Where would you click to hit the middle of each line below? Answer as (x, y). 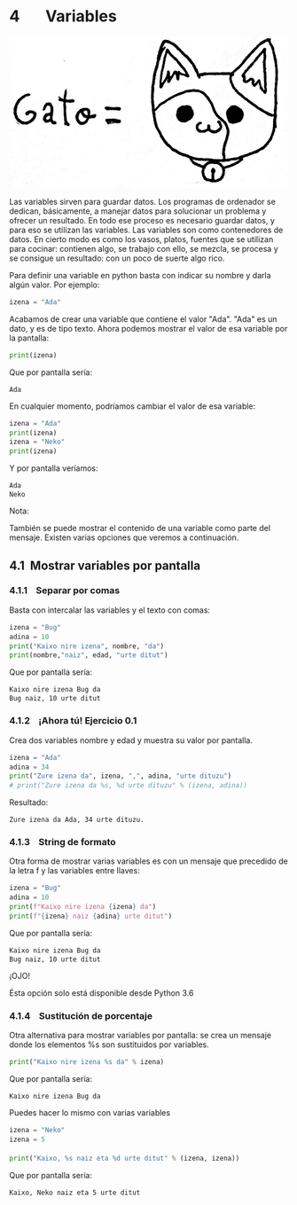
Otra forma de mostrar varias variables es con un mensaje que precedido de (148, 861)
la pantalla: (29, 338)
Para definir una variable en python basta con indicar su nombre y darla (141, 275)
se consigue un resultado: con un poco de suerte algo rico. (117, 258)
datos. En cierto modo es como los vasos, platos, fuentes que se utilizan (141, 239)
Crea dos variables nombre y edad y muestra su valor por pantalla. (131, 740)
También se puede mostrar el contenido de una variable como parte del (140, 528)
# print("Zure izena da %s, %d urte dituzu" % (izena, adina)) (129, 786)
